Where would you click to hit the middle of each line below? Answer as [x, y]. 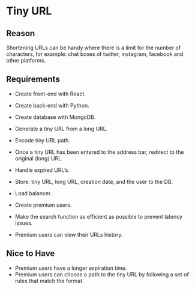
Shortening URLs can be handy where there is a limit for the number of [94, 47]
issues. [24, 223]
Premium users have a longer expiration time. [71, 268]
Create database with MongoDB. [55, 117]
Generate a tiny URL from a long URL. [61, 129]
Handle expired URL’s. [42, 170]
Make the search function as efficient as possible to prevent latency [99, 216]
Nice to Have [31, 254]
